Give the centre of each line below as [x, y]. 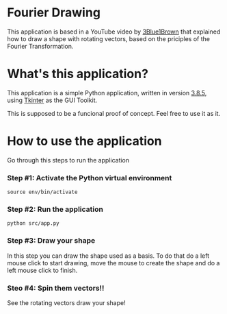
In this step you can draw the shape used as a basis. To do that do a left [108, 256]
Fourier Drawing [54, 13]
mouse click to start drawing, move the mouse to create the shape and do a [113, 263]
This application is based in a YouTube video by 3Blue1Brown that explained [114, 32]
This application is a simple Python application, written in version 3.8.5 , [107, 93]
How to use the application [84, 141]
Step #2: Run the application [55, 209]
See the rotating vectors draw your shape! [66, 303]
